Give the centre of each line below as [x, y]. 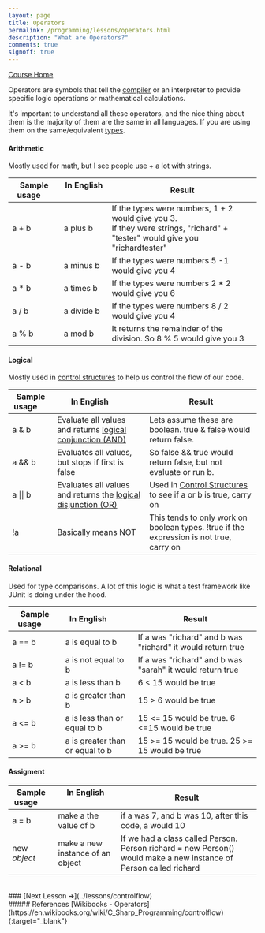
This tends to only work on [198, 517]
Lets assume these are [191, 420]
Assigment [26, 772]
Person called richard [160, 868]
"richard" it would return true [191, 647]
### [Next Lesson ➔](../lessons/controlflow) [80, 895]
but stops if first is [90, 462]
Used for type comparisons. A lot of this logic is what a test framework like [129, 586]
